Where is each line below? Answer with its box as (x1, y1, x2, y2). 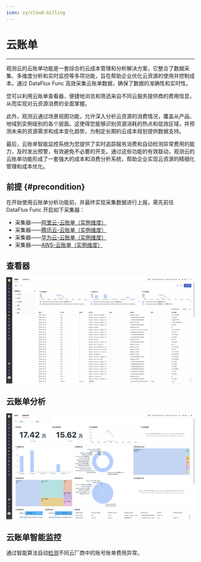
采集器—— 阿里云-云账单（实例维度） (14, 219, 107, 226)
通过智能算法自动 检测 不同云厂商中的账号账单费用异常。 (6, 549, 142, 557)
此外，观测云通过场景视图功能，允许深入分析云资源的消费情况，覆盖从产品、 (6, 113, 195, 120)
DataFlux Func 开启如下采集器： (6, 206, 86, 214)
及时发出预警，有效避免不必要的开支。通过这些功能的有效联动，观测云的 (16, 147, 195, 155)
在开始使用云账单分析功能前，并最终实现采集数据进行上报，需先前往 (6, 199, 174, 206)
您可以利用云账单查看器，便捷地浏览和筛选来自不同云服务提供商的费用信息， (6, 92, 195, 99)
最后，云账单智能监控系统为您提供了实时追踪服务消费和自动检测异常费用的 (6, 140, 190, 147)
